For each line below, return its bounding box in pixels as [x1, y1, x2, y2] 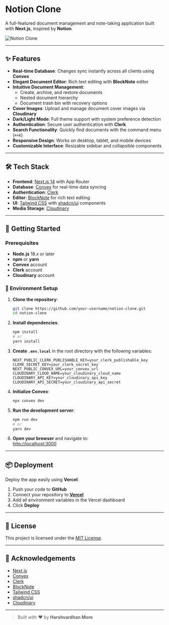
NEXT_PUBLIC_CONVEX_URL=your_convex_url [12, 366, 99, 372]
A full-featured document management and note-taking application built [5, 20, 154, 26]
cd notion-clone [12, 311, 47, 316]
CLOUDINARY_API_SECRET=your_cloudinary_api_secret [12, 380, 121, 385]
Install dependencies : [12, 320, 59, 326]
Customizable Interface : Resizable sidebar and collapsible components [12, 142, 162, 149]
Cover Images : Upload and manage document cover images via [12, 105, 145, 111]
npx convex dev [12, 398, 45, 403]
